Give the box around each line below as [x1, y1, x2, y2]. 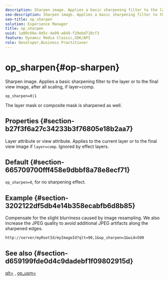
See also [5, 249, 32, 257]
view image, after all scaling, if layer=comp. [5, 83, 95, 89]
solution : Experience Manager [5, 21, 68, 27]
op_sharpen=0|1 [5, 93, 37, 99]
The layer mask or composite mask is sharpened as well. [5, 102, 122, 108]
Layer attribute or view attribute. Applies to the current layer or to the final [5, 138, 157, 144]
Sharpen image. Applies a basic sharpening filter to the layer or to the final [5, 78, 158, 84]
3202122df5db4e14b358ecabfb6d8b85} [5, 202, 136, 210]
